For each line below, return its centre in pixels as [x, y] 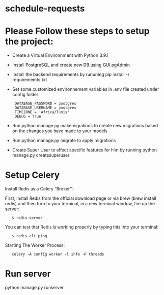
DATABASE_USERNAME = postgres [45, 108]
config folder [25, 95]
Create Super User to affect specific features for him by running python [84, 150]
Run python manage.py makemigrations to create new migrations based [85, 126]
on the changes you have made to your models [60, 131]
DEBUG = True [28, 116]
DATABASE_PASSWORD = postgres [45, 104]
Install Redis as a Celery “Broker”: [39, 189]
